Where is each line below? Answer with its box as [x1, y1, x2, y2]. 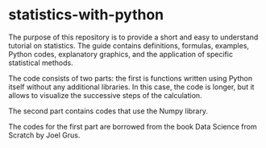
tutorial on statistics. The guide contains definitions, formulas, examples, [8, 40, 250, 50]
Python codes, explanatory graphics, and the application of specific [8, 49, 234, 59]
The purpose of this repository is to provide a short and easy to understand [8, 32, 259, 42]
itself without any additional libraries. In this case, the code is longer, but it [8, 82, 255, 92]
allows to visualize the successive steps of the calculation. [8, 90, 203, 100]
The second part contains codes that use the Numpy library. [8, 106, 208, 116]
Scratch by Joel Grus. [8, 130, 81, 140]
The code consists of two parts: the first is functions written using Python [8, 73, 252, 83]
